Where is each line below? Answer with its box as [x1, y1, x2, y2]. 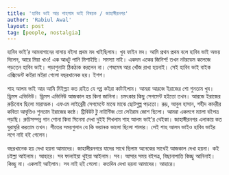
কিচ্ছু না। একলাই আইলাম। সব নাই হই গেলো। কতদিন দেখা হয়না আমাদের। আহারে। [7, 160, 177, 168]
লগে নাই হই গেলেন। [7, 131, 49, 139]
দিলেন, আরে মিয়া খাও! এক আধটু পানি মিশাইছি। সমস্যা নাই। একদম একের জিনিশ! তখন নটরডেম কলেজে [7, 55, 211, 64]
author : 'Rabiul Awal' [7, 16, 72, 23]
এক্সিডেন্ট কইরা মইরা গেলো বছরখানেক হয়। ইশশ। [7, 71, 106, 79]
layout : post [7, 23, 45, 29]
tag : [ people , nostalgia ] [7, 29, 81, 36]
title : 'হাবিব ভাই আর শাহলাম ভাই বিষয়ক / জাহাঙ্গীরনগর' [7, 10, 129, 17]
